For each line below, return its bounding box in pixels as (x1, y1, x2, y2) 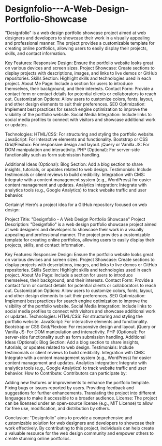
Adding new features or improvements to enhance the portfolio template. (5, 379, 150, 385)
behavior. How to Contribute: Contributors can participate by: (5, 370, 127, 376)
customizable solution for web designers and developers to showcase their (5, 420, 155, 426)
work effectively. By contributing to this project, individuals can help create (5, 425, 154, 431)
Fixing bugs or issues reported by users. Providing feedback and (5, 385, 134, 391)
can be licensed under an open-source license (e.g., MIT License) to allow (5, 400, 153, 406)
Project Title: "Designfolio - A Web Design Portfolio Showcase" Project (5, 216, 146, 222)
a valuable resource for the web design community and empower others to (5, 430, 154, 436)
